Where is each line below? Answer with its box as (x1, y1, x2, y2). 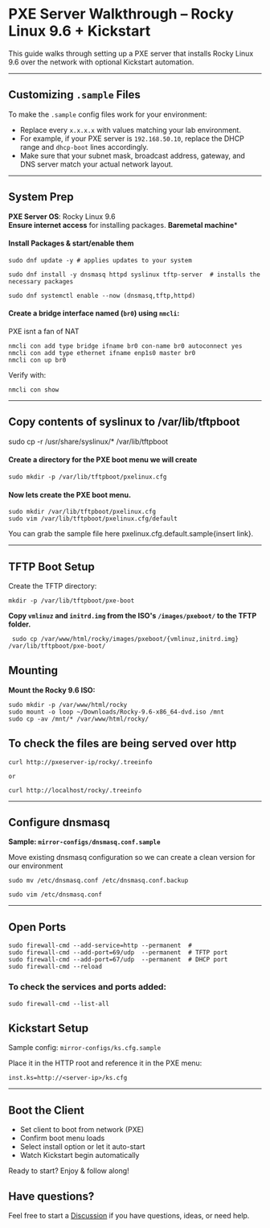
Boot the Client (8, 1103, 84, 1117)
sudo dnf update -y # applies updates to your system (8, 256, 193, 264)
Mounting (8, 664, 59, 677)
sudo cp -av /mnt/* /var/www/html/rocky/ (8, 714, 149, 723)
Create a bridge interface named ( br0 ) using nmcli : (8, 308, 180, 318)
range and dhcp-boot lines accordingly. (19, 142, 149, 151)
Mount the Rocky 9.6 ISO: (8, 685, 96, 695)
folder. (8, 619, 31, 629)
